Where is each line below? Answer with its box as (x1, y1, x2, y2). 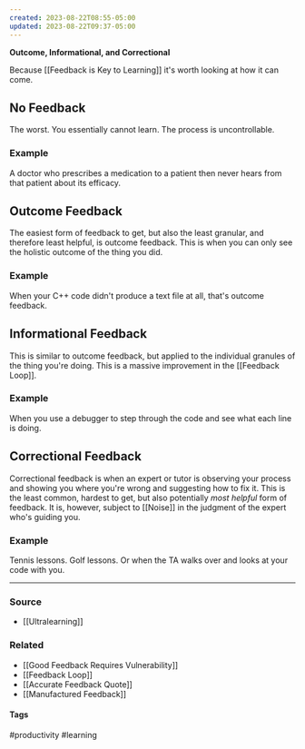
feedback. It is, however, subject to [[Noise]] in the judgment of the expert (9, 501, 287, 513)
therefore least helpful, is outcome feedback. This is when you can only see (9, 237, 293, 248)
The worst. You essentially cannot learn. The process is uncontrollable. (9, 124, 275, 135)
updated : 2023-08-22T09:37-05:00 (9, 22, 136, 31)
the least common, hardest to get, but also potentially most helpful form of (9, 492, 288, 503)
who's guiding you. (9, 511, 81, 522)
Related (9, 639, 44, 652)
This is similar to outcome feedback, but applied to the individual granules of (9, 350, 296, 361)
